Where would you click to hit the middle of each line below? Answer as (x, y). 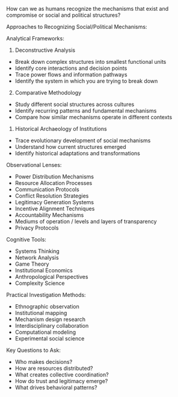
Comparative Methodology (48, 92)
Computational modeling (45, 332)
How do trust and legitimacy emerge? (61, 381)
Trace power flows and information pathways (71, 74)
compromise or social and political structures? (63, 15)
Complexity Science (40, 283)
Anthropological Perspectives (51, 277)
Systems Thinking (37, 251)
